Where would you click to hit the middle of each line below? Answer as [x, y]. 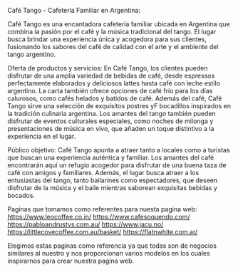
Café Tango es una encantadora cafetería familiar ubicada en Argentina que [119, 24]
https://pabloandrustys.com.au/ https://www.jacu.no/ [86, 224]
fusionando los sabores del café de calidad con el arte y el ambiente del [113, 47]
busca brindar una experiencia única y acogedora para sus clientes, [107, 39]
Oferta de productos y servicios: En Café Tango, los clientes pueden [108, 68]
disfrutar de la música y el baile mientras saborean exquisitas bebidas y [112, 188]
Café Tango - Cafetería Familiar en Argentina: [74, 10]
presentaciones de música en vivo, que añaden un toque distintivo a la [111, 129]
